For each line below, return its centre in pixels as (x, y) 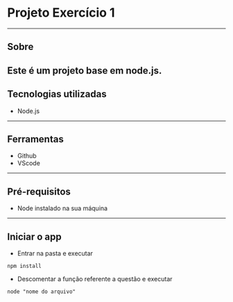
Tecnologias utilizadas (57, 94)
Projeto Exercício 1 (61, 13)
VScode (28, 163)
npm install (24, 266)
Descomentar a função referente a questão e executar (95, 278)
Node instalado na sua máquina (62, 208)
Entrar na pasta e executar (55, 253)
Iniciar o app (34, 236)
